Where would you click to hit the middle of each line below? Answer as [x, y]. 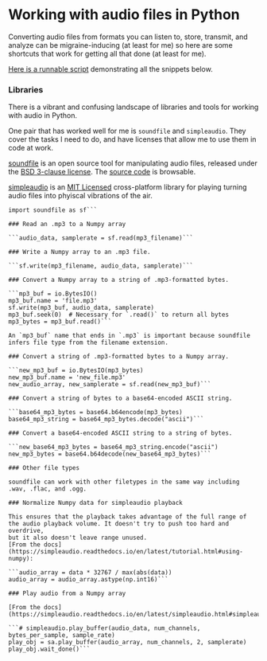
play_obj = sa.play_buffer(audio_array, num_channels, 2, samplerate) [128, 643]
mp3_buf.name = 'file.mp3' [53, 301]
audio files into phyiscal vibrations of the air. [81, 196]
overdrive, [26, 531]
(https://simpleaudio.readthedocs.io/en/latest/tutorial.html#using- [126, 552]
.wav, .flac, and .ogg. [48, 489]
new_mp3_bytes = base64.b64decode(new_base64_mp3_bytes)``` [110, 454]
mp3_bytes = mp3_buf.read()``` [60, 322]
